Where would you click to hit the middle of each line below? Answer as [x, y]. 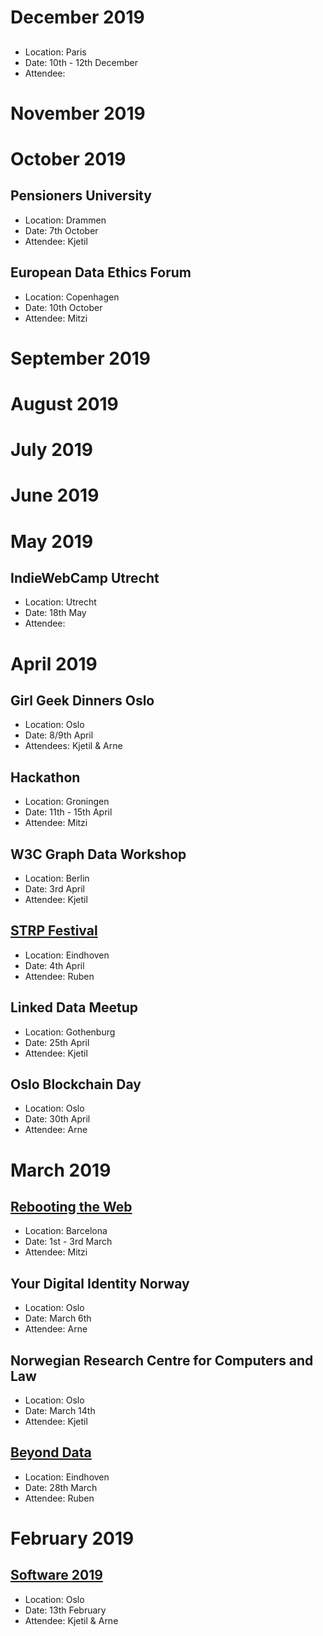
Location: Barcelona [66, 1231]
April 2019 [54, 663]
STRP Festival [54, 931]
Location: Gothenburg [70, 1032]
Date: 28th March [61, 1487]
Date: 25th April [57, 1042]
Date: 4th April [54, 965]
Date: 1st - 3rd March [68, 1242]
